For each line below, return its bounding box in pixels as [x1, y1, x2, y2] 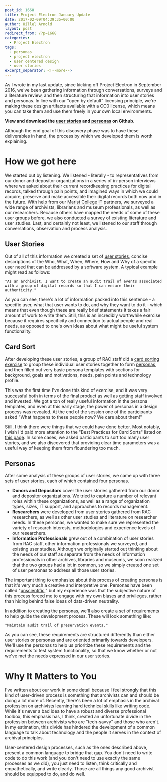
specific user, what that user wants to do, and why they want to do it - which [5, 301, 163, 308]
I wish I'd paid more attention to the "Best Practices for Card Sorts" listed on [5, 429, 162, 435]
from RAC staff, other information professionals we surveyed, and [12, 541, 147, 547]
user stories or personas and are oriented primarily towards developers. [5, 637, 153, 643]
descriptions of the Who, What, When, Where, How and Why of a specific [5, 258, 157, 264]
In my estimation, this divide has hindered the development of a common [5, 724, 155, 730]
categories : [5, 36, 30, 41]
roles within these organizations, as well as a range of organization [12, 498, 150, 504]
